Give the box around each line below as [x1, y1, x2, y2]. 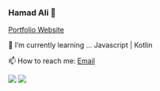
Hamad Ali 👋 [8, 7, 57, 18]
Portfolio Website [8, 25, 65, 35]
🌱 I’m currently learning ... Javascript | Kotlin [8, 40, 153, 50]
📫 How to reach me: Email [8, 56, 95, 66]
